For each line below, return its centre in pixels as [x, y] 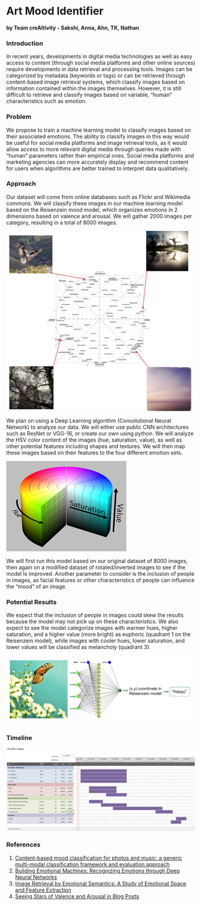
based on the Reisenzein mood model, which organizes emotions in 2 [92, 209]
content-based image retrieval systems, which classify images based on [96, 82]
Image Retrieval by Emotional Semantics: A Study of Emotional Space [100, 883]
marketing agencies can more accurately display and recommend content [97, 162]
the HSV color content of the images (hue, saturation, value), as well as [94, 440]
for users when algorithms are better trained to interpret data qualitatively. [97, 168]
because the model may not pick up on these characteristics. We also [92, 621]
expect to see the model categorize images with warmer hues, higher [92, 628]
